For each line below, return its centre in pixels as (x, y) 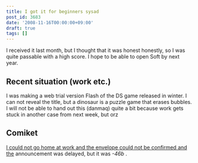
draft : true (21, 28)
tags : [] (17, 34)
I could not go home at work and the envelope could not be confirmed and (97, 147)
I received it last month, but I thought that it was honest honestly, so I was (96, 50)
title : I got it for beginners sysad (53, 12)
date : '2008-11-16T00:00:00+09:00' (50, 22)
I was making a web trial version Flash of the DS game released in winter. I (97, 96)
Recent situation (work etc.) (59, 81)
